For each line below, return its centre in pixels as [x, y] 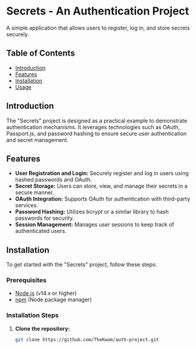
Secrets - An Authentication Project [98, 11]
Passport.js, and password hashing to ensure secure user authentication [96, 133]
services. [26, 205]
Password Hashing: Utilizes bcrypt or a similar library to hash [92, 212]
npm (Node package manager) [53, 299]
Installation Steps [33, 315]
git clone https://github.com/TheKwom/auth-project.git [87, 339]
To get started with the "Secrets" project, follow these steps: [82, 264]
